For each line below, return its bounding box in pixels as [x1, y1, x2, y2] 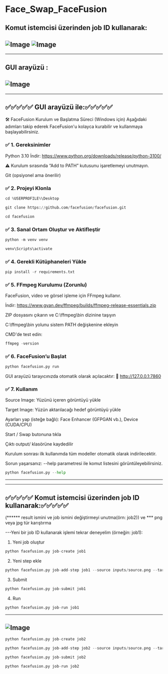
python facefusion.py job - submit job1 [5, 586, 86, 591]
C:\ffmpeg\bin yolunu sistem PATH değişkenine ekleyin [5, 321, 118, 328]
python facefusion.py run [5, 364, 59, 369]
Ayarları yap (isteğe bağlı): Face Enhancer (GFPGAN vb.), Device [5, 416, 138, 422]
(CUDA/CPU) [5, 421, 32, 428]
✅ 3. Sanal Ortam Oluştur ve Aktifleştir [5, 226, 101, 233]
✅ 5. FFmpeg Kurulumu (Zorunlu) [5, 281, 87, 288]
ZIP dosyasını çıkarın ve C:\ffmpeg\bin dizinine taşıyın [5, 312, 116, 318]
